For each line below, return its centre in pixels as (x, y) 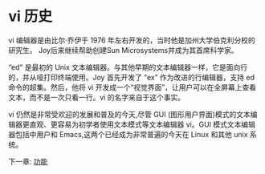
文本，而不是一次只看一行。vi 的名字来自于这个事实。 (97, 97)
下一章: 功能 (28, 161)
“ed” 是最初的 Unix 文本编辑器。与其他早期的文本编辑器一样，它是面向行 (128, 67)
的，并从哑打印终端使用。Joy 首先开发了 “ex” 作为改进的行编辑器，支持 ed (132, 77)
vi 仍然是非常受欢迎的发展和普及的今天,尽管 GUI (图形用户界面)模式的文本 (129, 114)
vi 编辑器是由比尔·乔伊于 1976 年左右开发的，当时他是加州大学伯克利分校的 (132, 40)
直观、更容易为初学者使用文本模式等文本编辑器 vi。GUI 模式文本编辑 (142, 124)
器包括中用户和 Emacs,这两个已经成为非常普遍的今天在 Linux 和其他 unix (128, 134)
